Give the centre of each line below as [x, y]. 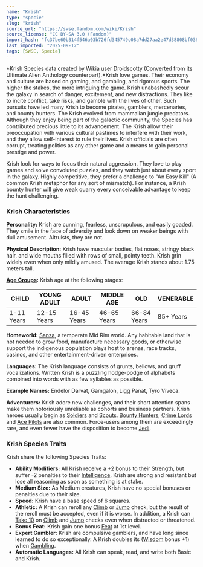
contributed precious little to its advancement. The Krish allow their [90, 126]
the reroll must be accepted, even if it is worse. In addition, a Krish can [103, 514]
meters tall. [20, 268]
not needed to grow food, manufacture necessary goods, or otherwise [94, 342]
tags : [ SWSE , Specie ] [34, 51]
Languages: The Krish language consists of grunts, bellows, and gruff [94, 366]
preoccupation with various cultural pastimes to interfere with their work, [97, 132]
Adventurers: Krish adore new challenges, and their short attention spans [98, 403]
